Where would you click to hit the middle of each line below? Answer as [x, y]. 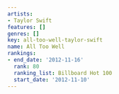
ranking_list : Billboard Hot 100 [63, 73]
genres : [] [23, 34]
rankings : [22, 54]
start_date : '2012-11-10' [52, 80]
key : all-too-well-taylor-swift [55, 40]
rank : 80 [27, 66]
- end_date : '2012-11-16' [45, 60]
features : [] [27, 27]
